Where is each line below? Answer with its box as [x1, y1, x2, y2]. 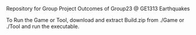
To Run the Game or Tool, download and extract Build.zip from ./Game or [6, 17, 185, 23]
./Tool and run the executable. [6, 23, 80, 30]
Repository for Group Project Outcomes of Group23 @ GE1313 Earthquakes [6, 5, 190, 12]
